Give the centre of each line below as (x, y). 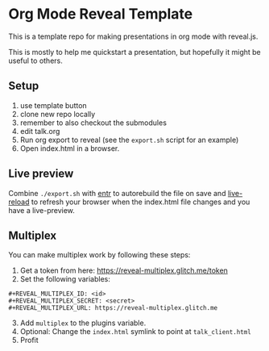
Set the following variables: (65, 279)
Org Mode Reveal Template (101, 14)
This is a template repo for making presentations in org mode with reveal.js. (133, 36)
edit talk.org (40, 131)
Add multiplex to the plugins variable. (83, 323)
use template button (53, 105)
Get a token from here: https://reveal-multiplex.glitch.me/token (124, 270)
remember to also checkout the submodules (93, 123)
